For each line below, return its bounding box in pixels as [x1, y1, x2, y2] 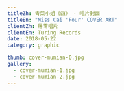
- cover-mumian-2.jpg [13, 73, 75, 80]
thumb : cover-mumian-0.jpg [7, 54, 84, 62]
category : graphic [7, 42, 60, 49]
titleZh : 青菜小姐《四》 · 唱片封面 [7, 10, 101, 17]
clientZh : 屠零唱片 [7, 23, 59, 29]
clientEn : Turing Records [7, 29, 81, 36]
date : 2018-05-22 [7, 36, 57, 42]
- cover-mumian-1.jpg [13, 66, 75, 74]
